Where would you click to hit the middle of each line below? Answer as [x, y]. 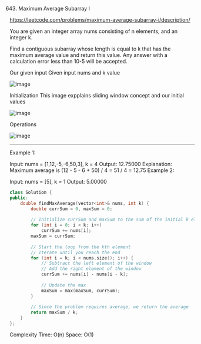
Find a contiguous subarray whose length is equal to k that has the [90, 49]
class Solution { [31, 193]
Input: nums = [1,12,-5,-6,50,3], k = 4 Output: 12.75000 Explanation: [91, 164]
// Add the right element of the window [91, 269]
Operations [23, 124]
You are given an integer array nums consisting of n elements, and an [94, 31]
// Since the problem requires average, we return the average [110, 307]
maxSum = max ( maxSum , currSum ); [81, 291]
